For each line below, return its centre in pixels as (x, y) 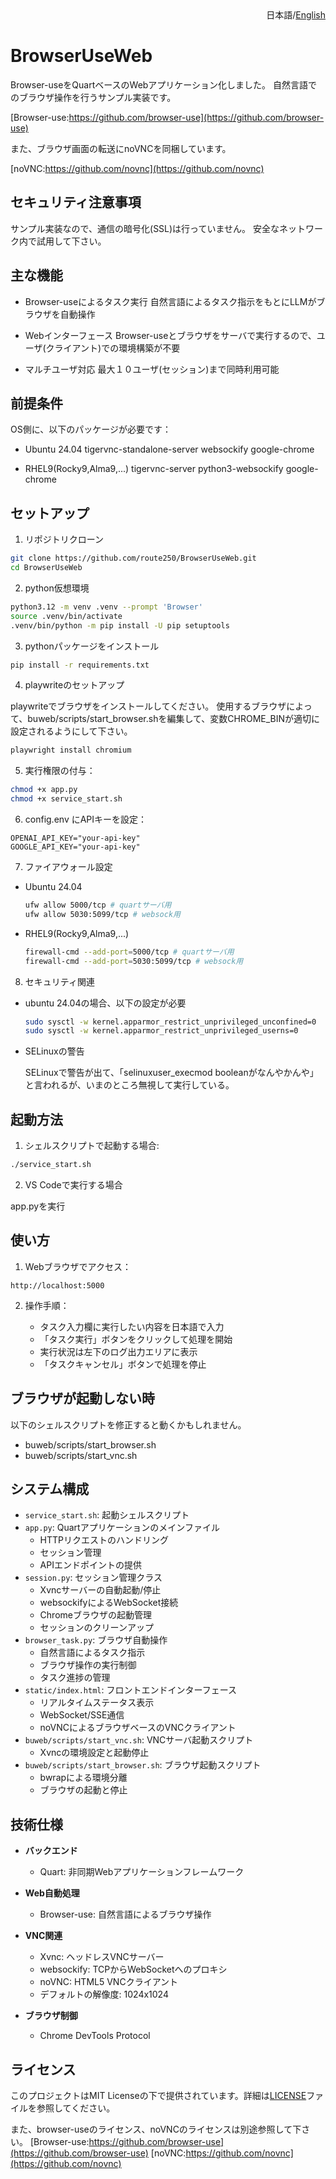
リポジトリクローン (64, 539)
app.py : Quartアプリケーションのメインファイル (122, 1528)
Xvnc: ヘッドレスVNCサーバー (102, 1957)
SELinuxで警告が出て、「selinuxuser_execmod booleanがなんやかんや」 (171, 1073)
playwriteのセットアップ (74, 685)
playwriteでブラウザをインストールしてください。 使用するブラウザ (148, 706)
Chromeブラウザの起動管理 (95, 1615)
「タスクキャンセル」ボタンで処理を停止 (123, 1364)
